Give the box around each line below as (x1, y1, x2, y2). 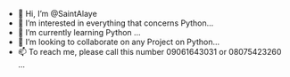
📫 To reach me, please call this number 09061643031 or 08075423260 (17, 47, 282, 57)
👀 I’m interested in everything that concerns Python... (17, 18, 214, 28)
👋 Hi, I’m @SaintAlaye (17, 9, 98, 19)
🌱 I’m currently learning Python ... (17, 27, 141, 37)
